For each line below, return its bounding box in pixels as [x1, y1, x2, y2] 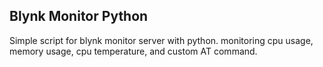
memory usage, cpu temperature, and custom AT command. [9, 45, 258, 57]
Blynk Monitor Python [9, 8, 149, 25]
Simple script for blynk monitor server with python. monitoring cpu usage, [9, 34, 314, 46]
